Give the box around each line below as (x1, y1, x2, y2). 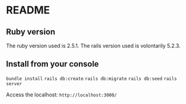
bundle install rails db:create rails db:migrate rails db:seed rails (6, 75, 177, 82)
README (6, 4, 50, 17)
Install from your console (6, 59, 99, 69)
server (6, 81, 22, 86)
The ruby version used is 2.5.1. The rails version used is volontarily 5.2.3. (6, 42, 181, 49)
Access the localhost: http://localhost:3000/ (6, 91, 117, 98)
